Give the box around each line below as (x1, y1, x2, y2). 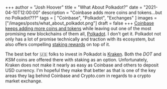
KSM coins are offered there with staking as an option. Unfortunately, (5, 57, 148, 62)
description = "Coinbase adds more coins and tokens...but (41, 9, 162, 15)
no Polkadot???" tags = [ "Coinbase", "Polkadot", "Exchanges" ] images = (5, 15, 157, 20)
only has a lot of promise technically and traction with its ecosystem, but (5, 36, 155, 42)
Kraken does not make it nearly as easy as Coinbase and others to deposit (5, 62, 159, 68)
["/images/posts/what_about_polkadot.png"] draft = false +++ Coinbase (5, 20, 154, 26)
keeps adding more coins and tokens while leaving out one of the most (5, 25, 151, 31)
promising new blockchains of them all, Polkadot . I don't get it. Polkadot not (5, 31, 161, 36)
